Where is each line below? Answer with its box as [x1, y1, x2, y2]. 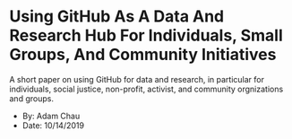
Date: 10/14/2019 [21, 119, 85, 131]
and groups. [9, 92, 54, 104]
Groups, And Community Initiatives [9, 45, 277, 65]
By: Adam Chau [21, 110, 81, 121]
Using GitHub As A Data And [9, 6, 225, 27]
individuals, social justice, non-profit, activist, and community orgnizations [9, 83, 284, 94]
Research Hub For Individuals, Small [9, 25, 284, 46]
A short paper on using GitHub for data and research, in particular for [9, 74, 264, 84]
